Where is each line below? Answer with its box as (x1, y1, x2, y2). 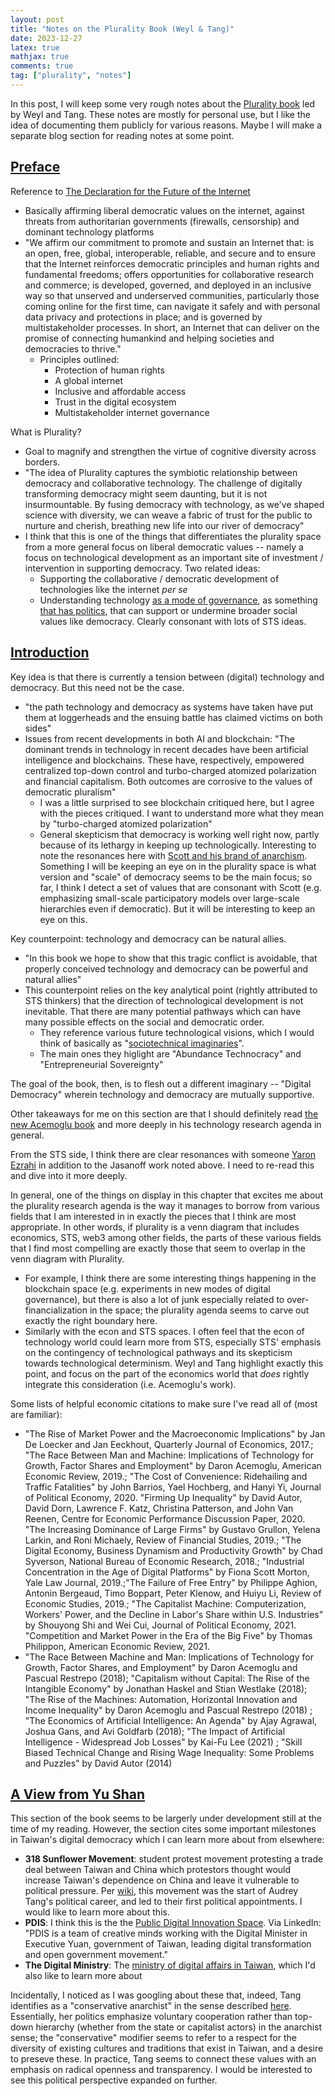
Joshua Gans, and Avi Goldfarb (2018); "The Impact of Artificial (24, 1725, 286, 1737)
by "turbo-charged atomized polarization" (39, 817, 213, 830)
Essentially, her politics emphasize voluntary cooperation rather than (10, 2011, 293, 2023)
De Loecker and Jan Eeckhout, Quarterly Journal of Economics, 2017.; (24, 1438, 314, 1450)
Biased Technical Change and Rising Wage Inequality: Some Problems (24, 1746, 315, 1758)
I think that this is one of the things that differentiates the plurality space (24, 530, 322, 542)
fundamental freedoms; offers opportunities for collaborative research (24, 268, 315, 280)
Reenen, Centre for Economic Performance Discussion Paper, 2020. (24, 1512, 306, 1525)
